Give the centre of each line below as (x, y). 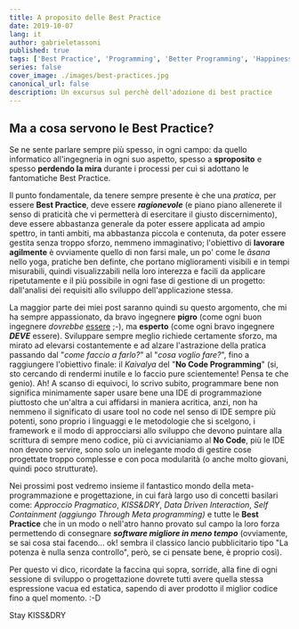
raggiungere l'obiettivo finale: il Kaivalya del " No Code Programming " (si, (144, 364)
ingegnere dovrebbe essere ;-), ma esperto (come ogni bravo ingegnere (142, 327)
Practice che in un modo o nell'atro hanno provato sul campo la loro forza (145, 524)
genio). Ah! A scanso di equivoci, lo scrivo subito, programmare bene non (144, 384)
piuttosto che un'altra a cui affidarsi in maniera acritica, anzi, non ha (133, 402)
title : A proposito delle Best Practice (85, 17)
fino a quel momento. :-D (55, 598)
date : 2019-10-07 (41, 26)
